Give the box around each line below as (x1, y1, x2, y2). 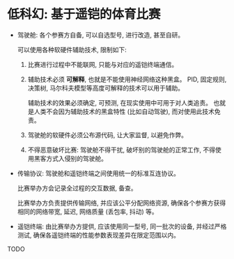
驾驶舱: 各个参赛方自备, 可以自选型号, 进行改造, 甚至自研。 (17, 31, 185, 39)
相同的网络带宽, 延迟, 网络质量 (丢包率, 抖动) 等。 (17, 207, 158, 216)
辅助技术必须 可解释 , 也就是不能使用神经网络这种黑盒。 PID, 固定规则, (27, 74, 227, 84)
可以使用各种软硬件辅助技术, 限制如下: (17, 45, 127, 54)
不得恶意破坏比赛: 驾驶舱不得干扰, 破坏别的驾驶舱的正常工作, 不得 (27, 146, 216, 154)
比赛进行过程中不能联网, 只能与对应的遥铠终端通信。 (27, 60, 178, 68)
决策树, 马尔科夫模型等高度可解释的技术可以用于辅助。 (27, 84, 185, 92)
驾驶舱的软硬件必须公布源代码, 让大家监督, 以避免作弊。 (27, 130, 188, 139)
